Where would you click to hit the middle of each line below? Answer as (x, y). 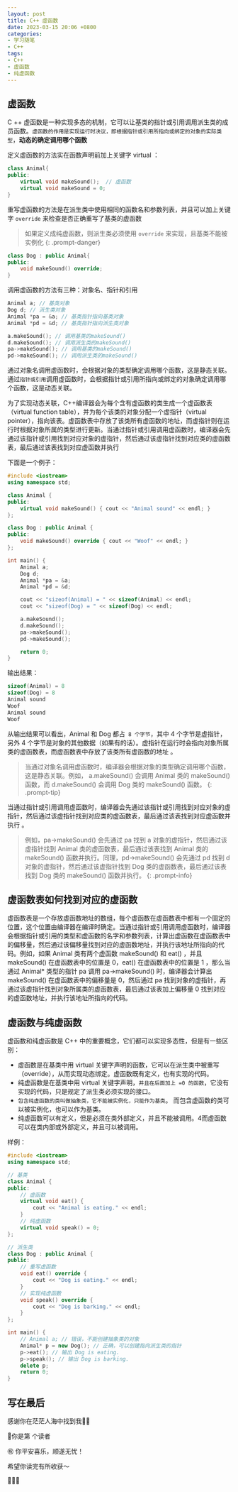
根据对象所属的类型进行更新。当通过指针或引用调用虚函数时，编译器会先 (125, 429)
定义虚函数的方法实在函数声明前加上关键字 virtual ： (83, 155)
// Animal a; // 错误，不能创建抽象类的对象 (80, 1339)
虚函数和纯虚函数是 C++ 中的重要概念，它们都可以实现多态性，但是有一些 (115, 1041)
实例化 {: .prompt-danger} (62, 242)
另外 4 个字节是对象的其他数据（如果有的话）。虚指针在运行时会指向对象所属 (118, 742)
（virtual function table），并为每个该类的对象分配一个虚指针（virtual (107, 412)
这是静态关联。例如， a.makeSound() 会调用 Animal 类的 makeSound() (127, 775)
